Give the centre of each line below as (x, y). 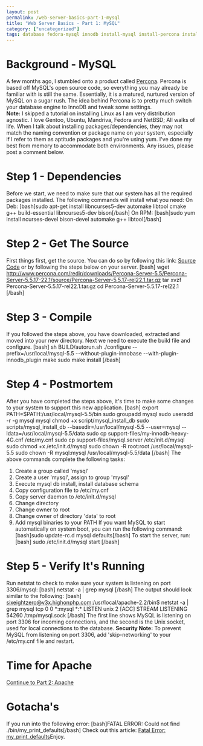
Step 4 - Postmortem (60, 384)
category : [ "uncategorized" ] (43, 29)
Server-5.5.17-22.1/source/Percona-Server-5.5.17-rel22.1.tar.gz (84, 280)
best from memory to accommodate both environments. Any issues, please (100, 146)
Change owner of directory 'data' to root (65, 516)
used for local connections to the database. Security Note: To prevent (94, 628)
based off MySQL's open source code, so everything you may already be (97, 88)
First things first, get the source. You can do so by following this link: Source (101, 260)
